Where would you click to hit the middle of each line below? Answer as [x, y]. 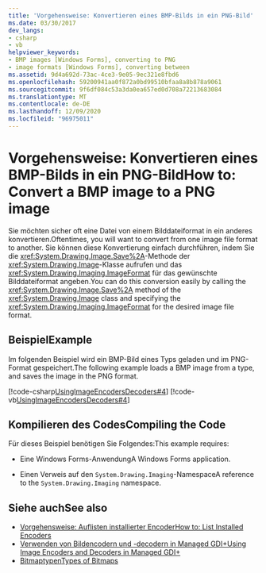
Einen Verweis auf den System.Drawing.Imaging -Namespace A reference [137, 475]
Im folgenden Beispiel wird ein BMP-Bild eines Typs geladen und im [119, 359]
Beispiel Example [50, 340]
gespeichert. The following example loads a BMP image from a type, [144, 367]
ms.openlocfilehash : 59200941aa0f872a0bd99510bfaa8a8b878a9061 [115, 82]
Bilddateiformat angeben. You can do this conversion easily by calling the [127, 281]
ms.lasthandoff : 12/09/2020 [55, 112]
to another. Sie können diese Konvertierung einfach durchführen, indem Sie [131, 248]
